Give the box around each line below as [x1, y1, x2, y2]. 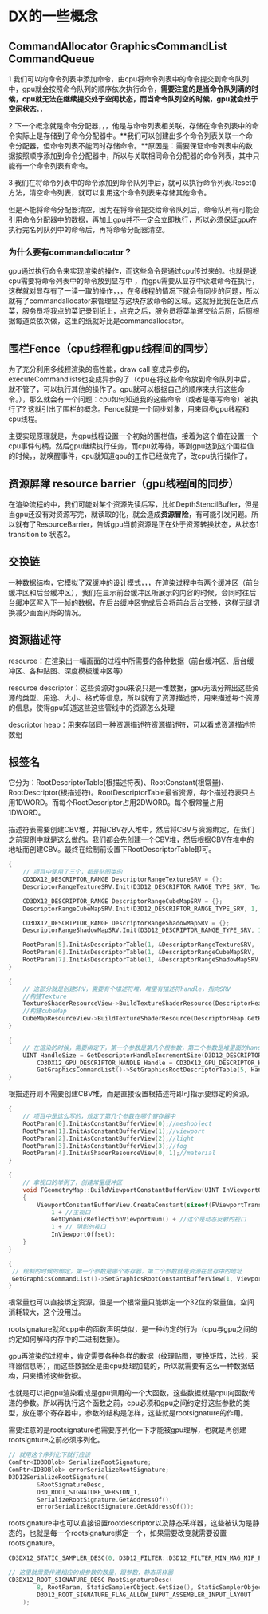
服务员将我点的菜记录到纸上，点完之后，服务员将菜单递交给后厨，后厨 [22, 306, 253, 316]
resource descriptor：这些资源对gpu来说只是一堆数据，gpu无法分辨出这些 [8, 683, 253, 693]
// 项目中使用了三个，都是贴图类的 [22, 868, 123, 876]
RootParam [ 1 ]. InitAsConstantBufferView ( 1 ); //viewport [22, 1127, 205, 1135]
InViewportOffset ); [50, 1230, 116, 1239]
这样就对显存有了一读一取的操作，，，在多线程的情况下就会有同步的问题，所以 [8, 286, 260, 296]
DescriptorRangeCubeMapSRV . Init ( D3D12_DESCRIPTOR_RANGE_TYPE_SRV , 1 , [22, 905, 259, 913]
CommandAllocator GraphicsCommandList [8, 39, 227, 53]
